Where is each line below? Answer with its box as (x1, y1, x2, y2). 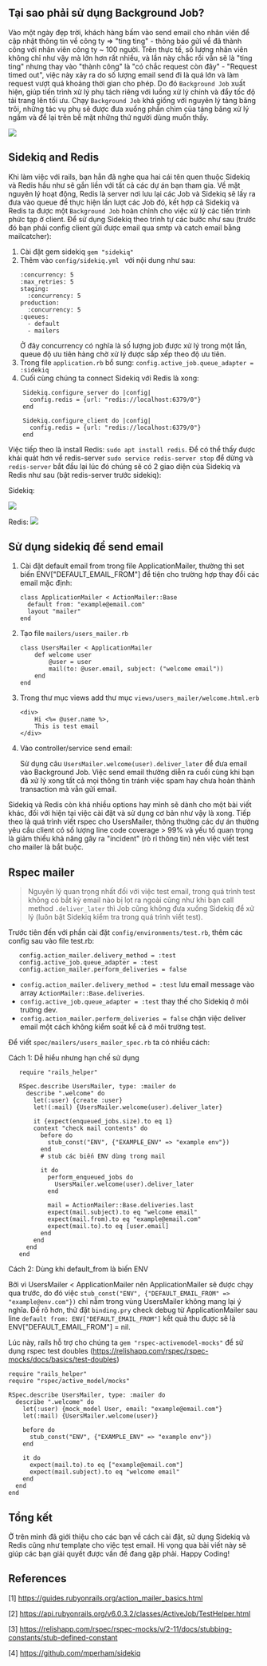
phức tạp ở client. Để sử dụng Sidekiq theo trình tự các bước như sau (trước (8, 214, 257, 224)
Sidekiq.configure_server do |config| (22, 388, 151, 396)
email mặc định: (19, 579, 73, 588)
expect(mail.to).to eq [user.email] (47, 1223, 170, 1231)
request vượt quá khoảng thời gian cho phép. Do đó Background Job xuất (8, 78, 245, 88)
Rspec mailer (8, 865, 75, 879)
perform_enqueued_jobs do (47, 1174, 134, 1182)
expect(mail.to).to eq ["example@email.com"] (29, 1461, 183, 1469)
